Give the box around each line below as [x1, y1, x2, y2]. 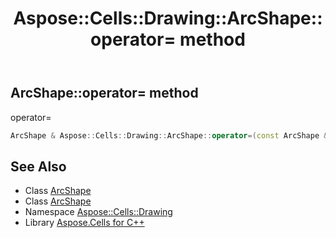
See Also [10, 158, 67, 175]
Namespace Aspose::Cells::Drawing [24, 206, 173, 218]
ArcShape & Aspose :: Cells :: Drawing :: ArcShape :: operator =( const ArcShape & [10, 130, 329, 141]
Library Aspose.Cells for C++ [24, 217, 145, 229]
